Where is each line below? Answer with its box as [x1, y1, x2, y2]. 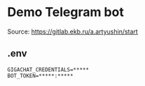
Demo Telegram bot [7, 4, 124, 20]
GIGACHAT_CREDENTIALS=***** [7, 66, 90, 73]
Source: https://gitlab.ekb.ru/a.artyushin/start [7, 27, 138, 36]
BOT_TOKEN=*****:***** [7, 72, 74, 79]
